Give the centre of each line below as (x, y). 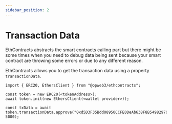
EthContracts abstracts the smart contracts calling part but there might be (83, 50)
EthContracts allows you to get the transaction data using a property (77, 70)
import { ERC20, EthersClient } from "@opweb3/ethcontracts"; (73, 85)
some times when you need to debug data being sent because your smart (83, 55)
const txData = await (28, 108)
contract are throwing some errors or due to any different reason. (74, 60)
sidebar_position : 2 (27, 10)
